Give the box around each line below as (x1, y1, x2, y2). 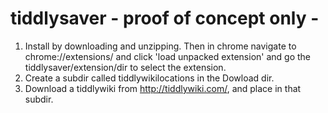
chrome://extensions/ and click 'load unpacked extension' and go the (24, 50, 312, 62)
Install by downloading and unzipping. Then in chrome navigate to (24, 40, 297, 52)
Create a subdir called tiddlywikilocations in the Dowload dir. (24, 72, 275, 84)
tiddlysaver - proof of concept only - (10, 7, 320, 30)
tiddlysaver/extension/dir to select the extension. (24, 61, 227, 73)
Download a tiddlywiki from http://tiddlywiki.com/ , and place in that (24, 82, 302, 94)
